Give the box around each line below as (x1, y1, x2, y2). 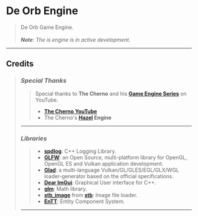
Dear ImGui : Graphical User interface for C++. (44, 179, 156, 186)
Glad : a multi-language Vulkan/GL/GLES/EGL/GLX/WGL (44, 166, 180, 174)
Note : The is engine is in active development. (20, 36, 131, 43)
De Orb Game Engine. (20, 24, 74, 31)
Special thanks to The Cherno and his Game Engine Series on (35, 90, 187, 97)
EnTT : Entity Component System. (44, 198, 125, 205)
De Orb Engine (6, 4, 78, 18)
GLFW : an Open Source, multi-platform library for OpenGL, (44, 153, 187, 161)
